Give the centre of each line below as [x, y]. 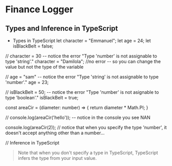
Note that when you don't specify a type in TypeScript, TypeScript [88, 153]
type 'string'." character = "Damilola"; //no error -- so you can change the [83, 61]
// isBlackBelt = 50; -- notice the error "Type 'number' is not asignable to [82, 92]
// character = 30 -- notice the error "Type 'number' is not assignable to [81, 56]
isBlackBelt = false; [33, 46]
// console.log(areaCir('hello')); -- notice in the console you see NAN [78, 117]
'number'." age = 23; [27, 82]
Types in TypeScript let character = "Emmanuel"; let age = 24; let [82, 40]
